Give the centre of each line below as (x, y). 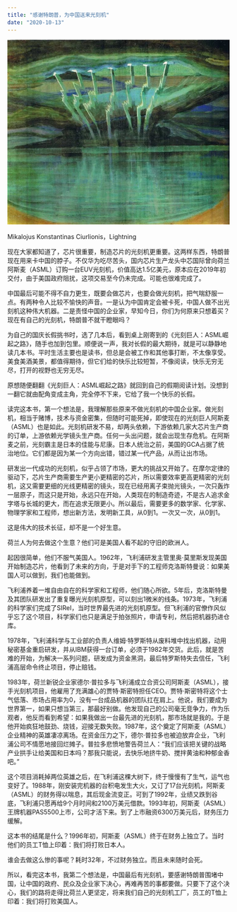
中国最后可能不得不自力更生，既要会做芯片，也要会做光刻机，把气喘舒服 (112, 293)
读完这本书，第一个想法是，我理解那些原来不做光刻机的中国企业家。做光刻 (115, 409)
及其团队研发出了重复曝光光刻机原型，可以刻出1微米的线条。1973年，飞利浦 (117, 599)
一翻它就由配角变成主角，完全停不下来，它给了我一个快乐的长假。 (103, 394)
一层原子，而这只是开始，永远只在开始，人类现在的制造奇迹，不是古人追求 (115, 494)
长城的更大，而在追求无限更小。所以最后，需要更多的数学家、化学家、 (128, 503)
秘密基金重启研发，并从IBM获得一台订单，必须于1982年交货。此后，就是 (113, 649)
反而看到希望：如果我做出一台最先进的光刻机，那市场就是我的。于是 (130, 717)
